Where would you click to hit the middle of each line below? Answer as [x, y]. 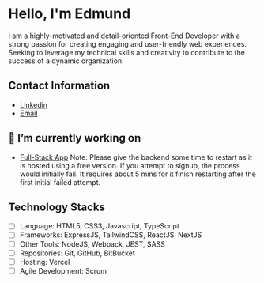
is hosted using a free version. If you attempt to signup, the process [130, 165]
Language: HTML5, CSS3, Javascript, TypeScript [99, 226]
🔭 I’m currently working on [75, 138]
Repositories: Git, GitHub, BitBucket [77, 253]
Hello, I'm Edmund [70, 14]
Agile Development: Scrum [63, 270]
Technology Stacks [57, 207]
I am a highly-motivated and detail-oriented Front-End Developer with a [124, 36]
